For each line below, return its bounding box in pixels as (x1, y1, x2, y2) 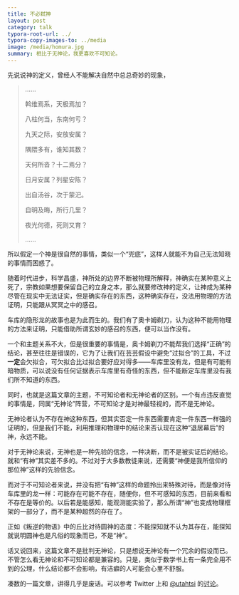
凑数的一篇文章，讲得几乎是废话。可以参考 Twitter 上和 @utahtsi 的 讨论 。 (7, 579, 223, 588)
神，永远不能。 (7, 432, 51, 440)
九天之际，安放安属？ (24, 130, 87, 138)
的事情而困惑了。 (7, 258, 58, 267)
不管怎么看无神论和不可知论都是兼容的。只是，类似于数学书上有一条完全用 (7, 555, 225, 564)
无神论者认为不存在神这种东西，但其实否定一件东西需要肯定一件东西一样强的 (7, 414, 232, 423)
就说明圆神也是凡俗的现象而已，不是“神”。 (7, 531, 132, 539)
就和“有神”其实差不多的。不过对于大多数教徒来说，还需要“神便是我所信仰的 (7, 456, 228, 465)
